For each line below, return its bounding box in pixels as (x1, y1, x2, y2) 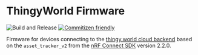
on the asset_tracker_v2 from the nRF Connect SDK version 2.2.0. (6, 42, 171, 49)
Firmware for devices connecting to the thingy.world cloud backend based (6, 35, 193, 42)
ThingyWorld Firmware (6, 4, 125, 18)
